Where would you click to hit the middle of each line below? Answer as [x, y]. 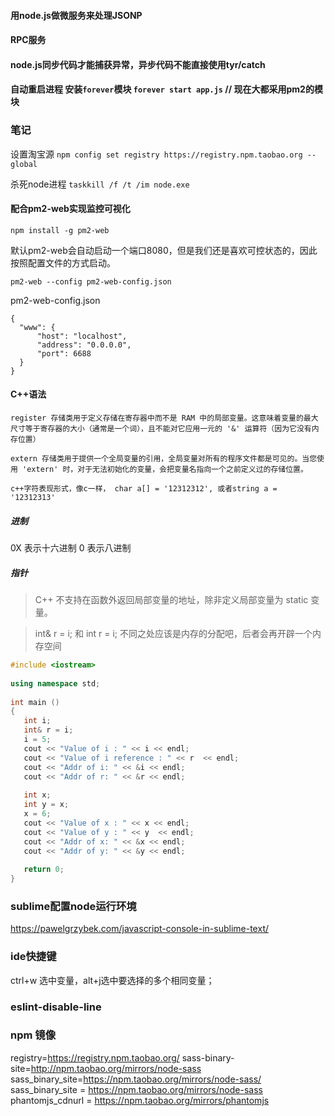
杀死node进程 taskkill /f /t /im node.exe [100, 184]
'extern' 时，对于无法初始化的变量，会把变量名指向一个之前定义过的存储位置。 [165, 470]
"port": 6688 [64, 353]
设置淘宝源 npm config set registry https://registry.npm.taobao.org [156, 154]
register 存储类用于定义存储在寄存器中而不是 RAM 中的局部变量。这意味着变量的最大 [164, 418]
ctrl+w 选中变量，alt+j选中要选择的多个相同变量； [112, 980]
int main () [35, 702]
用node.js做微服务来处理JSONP [76, 15]
